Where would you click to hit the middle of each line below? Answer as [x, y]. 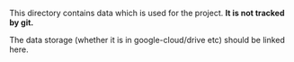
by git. [22, 22]
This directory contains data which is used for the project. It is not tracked [147, 13]
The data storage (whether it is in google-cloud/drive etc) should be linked [147, 40]
